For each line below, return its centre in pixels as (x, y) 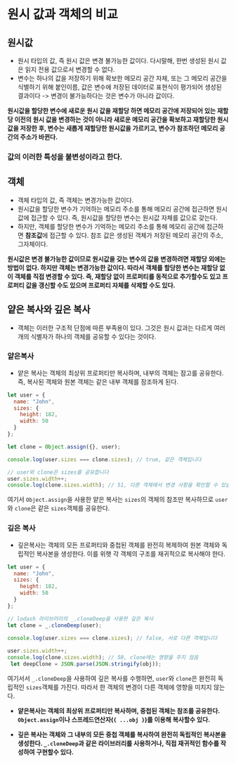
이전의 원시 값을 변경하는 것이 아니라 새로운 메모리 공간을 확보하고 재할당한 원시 (122, 119)
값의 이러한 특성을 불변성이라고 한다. (65, 157)
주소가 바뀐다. (39, 137)
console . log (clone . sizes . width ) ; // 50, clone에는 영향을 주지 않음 (103, 658)
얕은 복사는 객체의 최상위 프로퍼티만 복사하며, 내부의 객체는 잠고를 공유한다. (120, 373)
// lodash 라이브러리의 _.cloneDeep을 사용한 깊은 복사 (80, 618)
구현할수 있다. (55, 752)
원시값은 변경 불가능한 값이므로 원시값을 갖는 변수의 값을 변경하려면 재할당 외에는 (117, 259)
